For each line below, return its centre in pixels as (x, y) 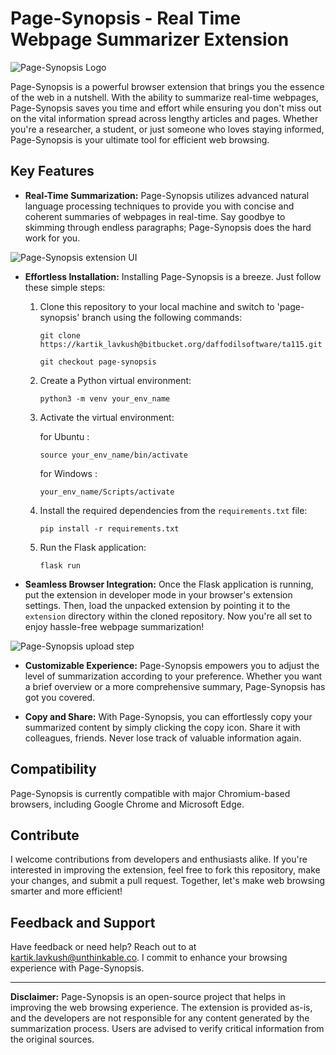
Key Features (52, 171)
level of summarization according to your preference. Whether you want (173, 676)
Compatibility (53, 769)
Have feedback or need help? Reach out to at (103, 947)
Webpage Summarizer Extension (150, 39)
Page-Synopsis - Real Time (126, 18)
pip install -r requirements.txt (109, 528)
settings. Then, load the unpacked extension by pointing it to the (157, 605)
